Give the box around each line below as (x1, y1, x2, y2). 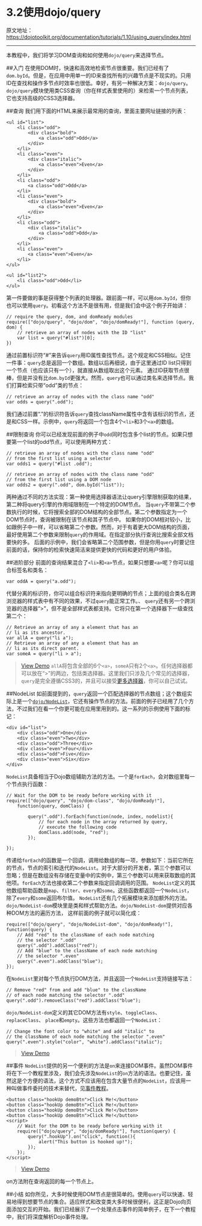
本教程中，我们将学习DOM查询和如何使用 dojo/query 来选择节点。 (6, 51, 167, 58)
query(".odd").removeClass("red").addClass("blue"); (6, 997, 141, 1003)
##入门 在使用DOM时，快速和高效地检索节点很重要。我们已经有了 (6, 64, 170, 71)
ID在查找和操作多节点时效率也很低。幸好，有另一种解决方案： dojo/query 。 (6, 79, 191, 86)
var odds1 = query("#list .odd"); (6, 461, 93, 467)
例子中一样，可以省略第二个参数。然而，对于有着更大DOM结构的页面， (16, 523, 193, 531)
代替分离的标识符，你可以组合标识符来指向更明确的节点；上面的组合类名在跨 (6, 589, 196, 597)
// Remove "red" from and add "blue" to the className (6, 987, 147, 993)
